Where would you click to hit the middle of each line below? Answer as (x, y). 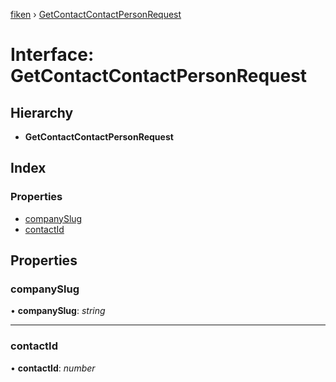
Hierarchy (42, 112)
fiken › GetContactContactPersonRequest (96, 14)
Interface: (52, 55)
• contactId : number (53, 368)
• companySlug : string (58, 311)
